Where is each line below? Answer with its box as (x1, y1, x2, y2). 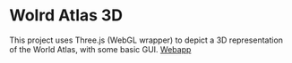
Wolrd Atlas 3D (9, 5, 124, 26)
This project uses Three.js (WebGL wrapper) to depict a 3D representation (9, 35, 284, 45)
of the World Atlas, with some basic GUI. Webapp (9, 43, 192, 54)
